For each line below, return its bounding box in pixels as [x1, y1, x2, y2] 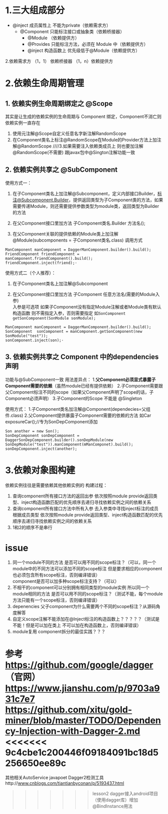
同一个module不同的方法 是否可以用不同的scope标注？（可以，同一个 [12, 559, 156, 565]
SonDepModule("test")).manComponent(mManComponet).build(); [5, 441, 134, 447]
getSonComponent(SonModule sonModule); [12, 316, 96, 321]
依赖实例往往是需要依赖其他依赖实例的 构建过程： [5, 482, 108, 488]
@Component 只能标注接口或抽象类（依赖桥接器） [20, 28, 125, 34]
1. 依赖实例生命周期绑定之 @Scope [5, 99, 113, 108]
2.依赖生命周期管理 [5, 78, 84, 89]
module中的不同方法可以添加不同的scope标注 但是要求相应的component [12, 566, 162, 572]
